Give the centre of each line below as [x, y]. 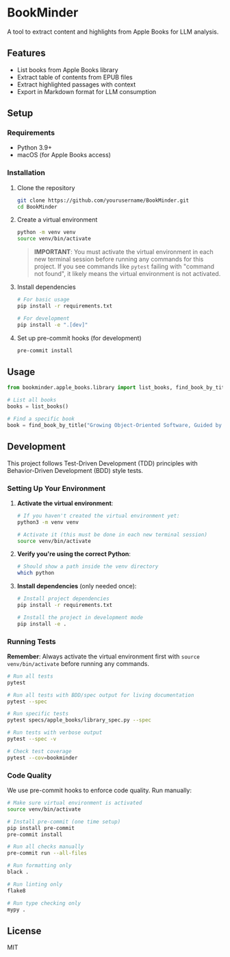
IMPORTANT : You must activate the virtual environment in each [124, 252]
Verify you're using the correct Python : [74, 554]
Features [26, 53]
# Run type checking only [44, 903]
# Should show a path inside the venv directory [88, 567]
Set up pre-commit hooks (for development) [79, 338]
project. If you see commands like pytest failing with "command [124, 266]
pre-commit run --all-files [47, 853]
